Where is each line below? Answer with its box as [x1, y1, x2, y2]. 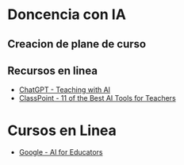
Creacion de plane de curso [7, 37, 147, 51]
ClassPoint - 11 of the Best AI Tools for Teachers [18, 94, 176, 103]
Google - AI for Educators [18, 148, 103, 157]
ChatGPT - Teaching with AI [18, 85, 111, 94]
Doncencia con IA [7, 6, 126, 24]
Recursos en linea [7, 63, 98, 77]
